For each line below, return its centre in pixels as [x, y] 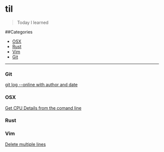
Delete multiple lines [26, 144]
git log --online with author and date [41, 85]
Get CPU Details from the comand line [43, 108]
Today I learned [33, 22]
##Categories [19, 32]
